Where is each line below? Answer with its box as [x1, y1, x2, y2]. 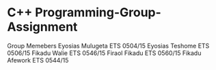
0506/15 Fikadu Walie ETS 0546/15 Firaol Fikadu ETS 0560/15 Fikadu [7, 49, 202, 57]
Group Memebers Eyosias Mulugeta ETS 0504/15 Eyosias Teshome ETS [7, 41, 210, 50]
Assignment [7, 19, 78, 35]
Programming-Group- [35, 5, 162, 20]
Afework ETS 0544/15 [7, 56, 69, 64]
